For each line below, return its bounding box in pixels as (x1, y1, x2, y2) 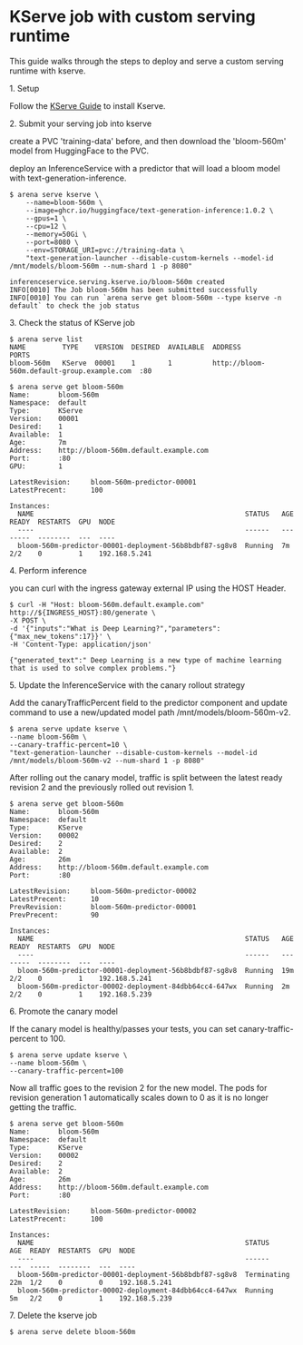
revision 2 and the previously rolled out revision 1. (9, 781, 195, 792)
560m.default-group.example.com (9, 366, 132, 376)
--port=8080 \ (25, 238, 79, 247)
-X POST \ (9, 615, 47, 625)
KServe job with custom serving (9, 6, 256, 27)
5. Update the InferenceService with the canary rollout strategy (9, 679, 246, 691)
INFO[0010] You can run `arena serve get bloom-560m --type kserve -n (9, 293, 282, 302)
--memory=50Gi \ (25, 230, 88, 239)
